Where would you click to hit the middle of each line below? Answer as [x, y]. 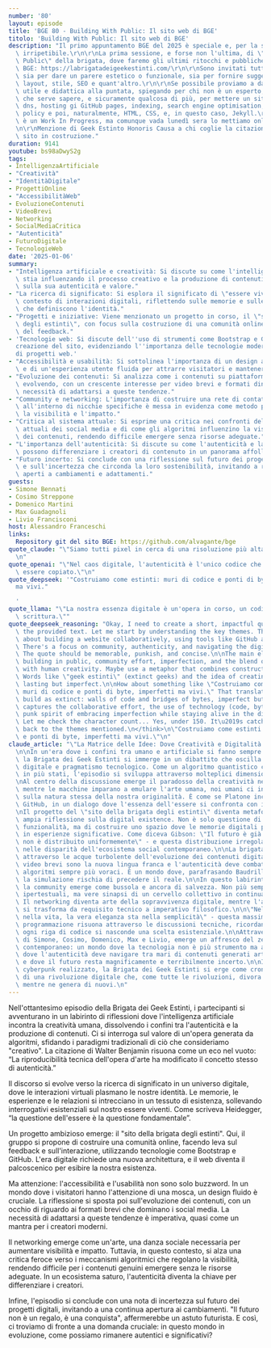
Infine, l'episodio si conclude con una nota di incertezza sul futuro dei [124, 1300]
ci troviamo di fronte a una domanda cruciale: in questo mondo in [117, 1326]
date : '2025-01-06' [41, 256]
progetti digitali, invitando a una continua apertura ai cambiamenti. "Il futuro [134, 1309]
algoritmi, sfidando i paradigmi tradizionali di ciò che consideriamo [119, 1042]
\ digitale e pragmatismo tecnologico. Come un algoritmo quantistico [137, 767]
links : [19, 534]
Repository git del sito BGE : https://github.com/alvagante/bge [126, 542]
